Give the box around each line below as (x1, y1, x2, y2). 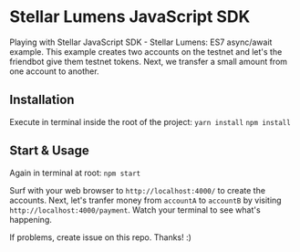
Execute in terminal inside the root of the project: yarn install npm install (9, 116, 292, 127)
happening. (9, 214, 52, 225)
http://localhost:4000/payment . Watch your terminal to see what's (9, 204, 262, 215)
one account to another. (9, 66, 99, 77)
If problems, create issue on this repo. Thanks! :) (9, 231, 191, 243)
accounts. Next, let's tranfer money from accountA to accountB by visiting (9, 194, 282, 205)
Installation (9, 92, 75, 108)
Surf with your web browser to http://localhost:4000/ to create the (9, 184, 266, 195)
